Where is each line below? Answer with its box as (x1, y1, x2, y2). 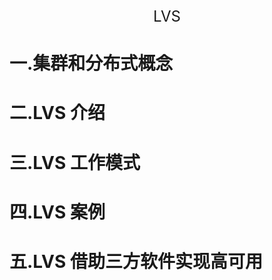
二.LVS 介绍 (9, 102, 106, 125)
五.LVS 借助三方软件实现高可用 (9, 250, 263, 273)
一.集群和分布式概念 (9, 52, 174, 75)
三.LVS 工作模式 (9, 151, 141, 174)
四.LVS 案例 (9, 201, 106, 223)
